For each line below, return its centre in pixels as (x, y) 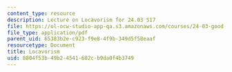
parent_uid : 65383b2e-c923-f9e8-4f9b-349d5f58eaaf (81, 39)
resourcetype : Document (41, 45)
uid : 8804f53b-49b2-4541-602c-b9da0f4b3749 (71, 58)
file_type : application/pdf (48, 33)
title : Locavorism (33, 52)
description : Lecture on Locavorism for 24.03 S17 (81, 20)
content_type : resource (41, 13)
